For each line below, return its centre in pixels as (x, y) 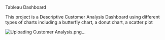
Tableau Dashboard (26, 7)
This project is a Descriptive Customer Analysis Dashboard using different (82, 17)
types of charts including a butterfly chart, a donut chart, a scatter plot (79, 22)
